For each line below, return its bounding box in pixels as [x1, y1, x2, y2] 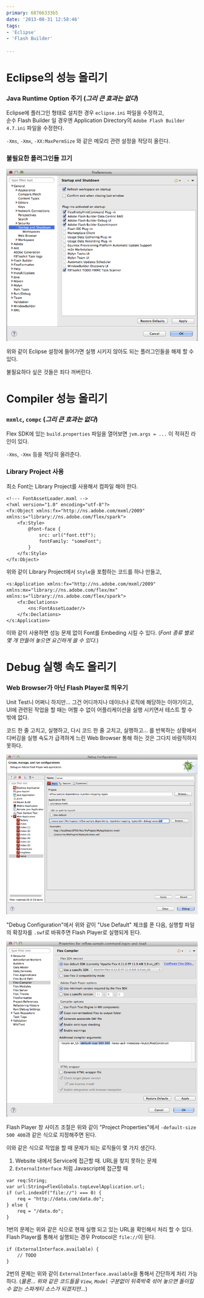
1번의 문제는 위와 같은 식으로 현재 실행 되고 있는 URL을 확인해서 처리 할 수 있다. [6, 1226, 193, 1233]
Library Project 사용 [6, 467, 64, 476]
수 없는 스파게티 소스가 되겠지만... [6, 1285, 86, 1293]
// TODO [17, 1252, 36, 1259]
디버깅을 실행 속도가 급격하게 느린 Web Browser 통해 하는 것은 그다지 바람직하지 [6, 734, 197, 742]
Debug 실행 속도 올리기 [6, 660, 117, 674]
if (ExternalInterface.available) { [6, 1246, 99, 1253]
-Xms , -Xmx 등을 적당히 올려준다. [6, 451, 82, 458]
